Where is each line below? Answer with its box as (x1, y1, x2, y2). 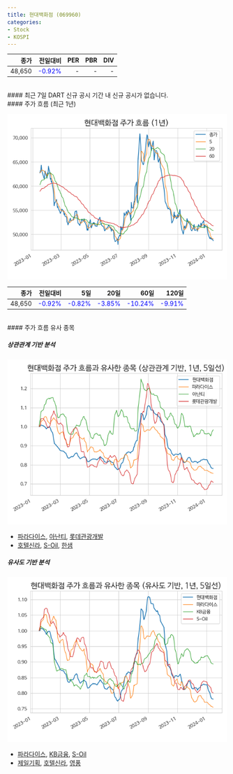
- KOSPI (7, 34, 30, 41)
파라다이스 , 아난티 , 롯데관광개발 (17, 532, 104, 540)
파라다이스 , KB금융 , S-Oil (17, 750, 87, 758)
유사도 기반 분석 (7, 558, 50, 566)
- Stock (7, 26, 30, 33)
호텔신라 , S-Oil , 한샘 (17, 540, 73, 549)
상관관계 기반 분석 (7, 341, 56, 349)
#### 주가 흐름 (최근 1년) (7, 99, 77, 108)
